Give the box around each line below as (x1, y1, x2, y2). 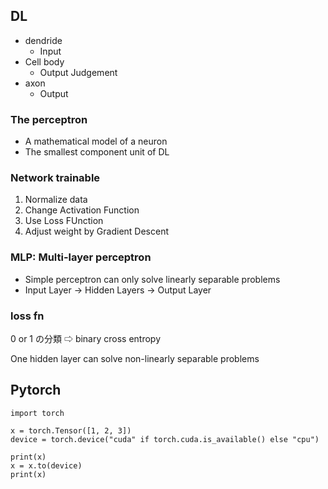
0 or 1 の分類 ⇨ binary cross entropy (10, 333, 162, 344)
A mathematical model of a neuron (24, 135, 168, 148)
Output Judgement (39, 66, 118, 78)
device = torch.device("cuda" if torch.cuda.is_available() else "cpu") (10, 434, 320, 444)
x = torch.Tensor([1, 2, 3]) (10, 425, 132, 436)
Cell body (24, 55, 65, 68)
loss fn (10, 309, 45, 323)
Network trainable (10, 171, 101, 185)
